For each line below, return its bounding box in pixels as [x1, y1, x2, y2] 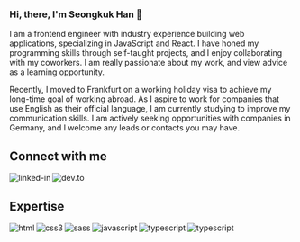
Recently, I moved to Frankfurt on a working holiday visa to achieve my [9, 85, 272, 95]
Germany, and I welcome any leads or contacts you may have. [9, 122, 241, 133]
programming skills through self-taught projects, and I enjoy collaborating [9, 48, 283, 58]
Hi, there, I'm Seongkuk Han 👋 [9, 8, 142, 21]
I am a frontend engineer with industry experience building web [9, 29, 245, 40]
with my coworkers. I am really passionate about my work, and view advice [9, 58, 288, 68]
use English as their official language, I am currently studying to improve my [9, 103, 291, 114]
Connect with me [9, 148, 108, 164]
